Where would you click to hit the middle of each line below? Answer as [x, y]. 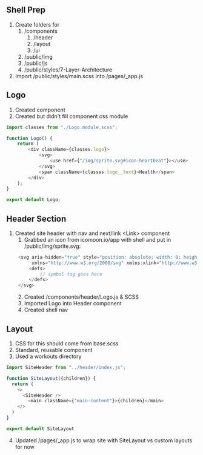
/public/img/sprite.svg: [52, 246]
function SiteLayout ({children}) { [51, 378]
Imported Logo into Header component [73, 304]
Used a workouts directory [48, 356]
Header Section [36, 218]
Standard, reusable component [54, 350]
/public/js [36, 63]
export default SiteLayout [40, 429]
